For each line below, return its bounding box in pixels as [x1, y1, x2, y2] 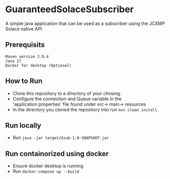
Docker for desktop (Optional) [5, 63, 72, 68]
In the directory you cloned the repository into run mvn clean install [12, 106, 157, 112]
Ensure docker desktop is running [12, 163, 84, 169]
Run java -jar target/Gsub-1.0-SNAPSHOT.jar [12, 135, 109, 141]
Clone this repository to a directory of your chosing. [12, 90, 122, 96]
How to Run [5, 77, 43, 85]
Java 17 [5, 58, 22, 64]
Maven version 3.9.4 [5, 54, 49, 59]
